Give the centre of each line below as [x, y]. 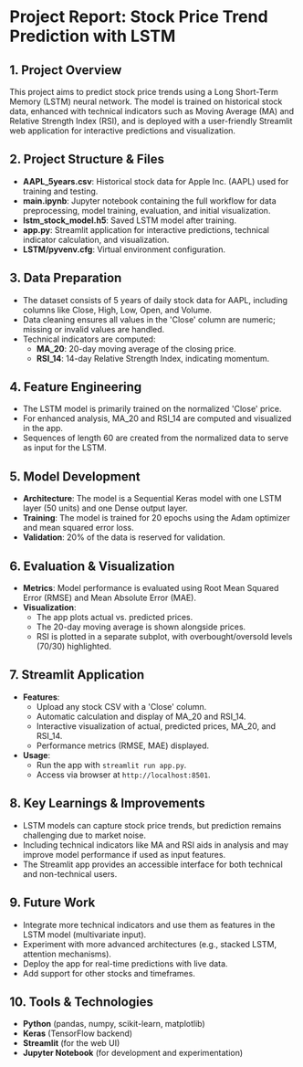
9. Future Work [52, 903]
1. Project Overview [66, 70]
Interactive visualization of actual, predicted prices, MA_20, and [156, 726]
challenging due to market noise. [84, 835]
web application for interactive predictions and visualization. [122, 131]
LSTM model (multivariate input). [84, 935]
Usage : [37, 755]
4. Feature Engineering [76, 387]
